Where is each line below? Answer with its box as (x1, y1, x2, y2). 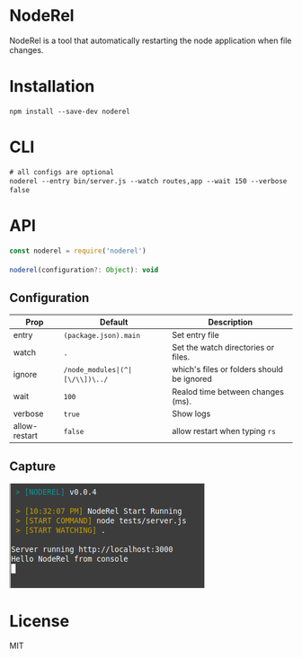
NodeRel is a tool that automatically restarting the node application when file (9, 35, 292, 46)
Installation (9, 76, 95, 97)
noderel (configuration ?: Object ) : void (9, 265, 159, 274)
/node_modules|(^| (63, 366, 133, 375)
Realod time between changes (172, 386, 285, 396)
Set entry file (172, 329, 220, 340)
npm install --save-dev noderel (9, 107, 130, 116)
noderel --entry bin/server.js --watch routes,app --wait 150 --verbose (9, 176, 288, 185)
